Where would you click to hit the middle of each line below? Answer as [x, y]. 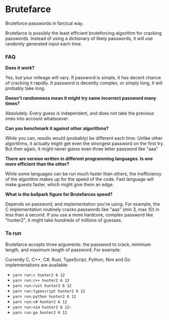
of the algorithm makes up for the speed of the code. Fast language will [79, 179]
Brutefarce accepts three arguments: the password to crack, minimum [78, 244]
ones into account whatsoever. [37, 119]
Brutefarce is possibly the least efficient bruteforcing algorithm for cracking [83, 33]
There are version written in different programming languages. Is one [79, 159]
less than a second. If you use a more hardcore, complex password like [79, 215]
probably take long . [25, 88]
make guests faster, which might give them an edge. [60, 185]
